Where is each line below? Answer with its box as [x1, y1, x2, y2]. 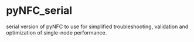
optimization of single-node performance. [6, 29, 107, 36]
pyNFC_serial [6, 4, 73, 17]
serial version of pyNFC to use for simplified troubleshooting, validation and [6, 23, 189, 30]
